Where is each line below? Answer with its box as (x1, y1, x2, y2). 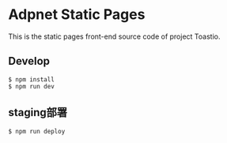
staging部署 (8, 106, 68, 119)
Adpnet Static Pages (8, 6, 146, 24)
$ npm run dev (8, 82, 55, 90)
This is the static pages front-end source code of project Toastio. (8, 32, 221, 41)
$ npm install (8, 75, 55, 84)
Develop (8, 55, 50, 68)
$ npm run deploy (8, 127, 66, 135)
